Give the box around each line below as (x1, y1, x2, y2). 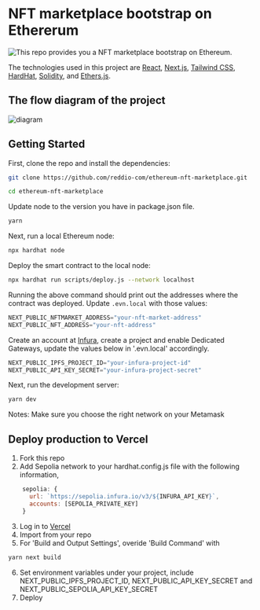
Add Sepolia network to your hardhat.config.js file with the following (19, 461, 240, 472)
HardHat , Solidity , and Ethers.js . (8, 71, 112, 80)
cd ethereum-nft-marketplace (8, 188, 104, 196)
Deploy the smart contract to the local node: (8, 261, 151, 270)
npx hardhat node (8, 247, 65, 255)
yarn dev (8, 395, 37, 403)
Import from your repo (19, 530, 92, 539)
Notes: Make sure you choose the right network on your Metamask (8, 410, 225, 419)
